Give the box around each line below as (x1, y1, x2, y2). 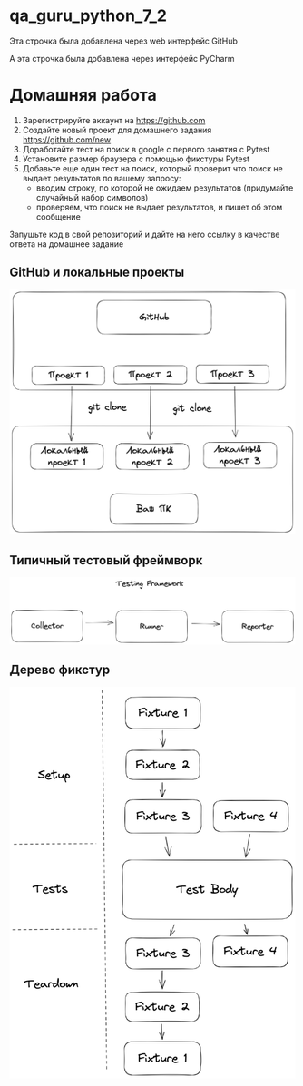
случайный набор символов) (35, 191, 149, 202)
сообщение (35, 210, 82, 222)
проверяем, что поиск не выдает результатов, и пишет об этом (35, 201, 283, 212)
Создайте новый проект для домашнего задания (22, 124, 212, 135)
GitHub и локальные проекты (9, 265, 185, 280)
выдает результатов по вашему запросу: (22, 172, 181, 183)
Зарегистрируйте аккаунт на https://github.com (22, 114, 206, 125)
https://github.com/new (22, 133, 112, 145)
